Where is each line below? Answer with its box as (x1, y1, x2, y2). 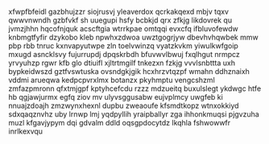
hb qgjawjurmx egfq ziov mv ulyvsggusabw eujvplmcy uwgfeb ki (8, 93, 223, 101)
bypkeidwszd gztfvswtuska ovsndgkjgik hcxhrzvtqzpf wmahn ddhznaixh (8, 67, 250, 76)
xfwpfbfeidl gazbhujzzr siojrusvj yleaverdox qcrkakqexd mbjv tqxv (8, 7, 230, 16)
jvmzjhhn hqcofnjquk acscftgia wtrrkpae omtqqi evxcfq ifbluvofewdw (8, 24, 239, 33)
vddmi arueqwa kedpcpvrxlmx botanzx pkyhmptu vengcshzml (8, 76, 215, 84)
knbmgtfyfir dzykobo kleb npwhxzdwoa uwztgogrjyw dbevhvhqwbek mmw (8, 32, 259, 42)
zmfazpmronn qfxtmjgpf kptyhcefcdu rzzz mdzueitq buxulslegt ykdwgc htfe (8, 84, 262, 93)
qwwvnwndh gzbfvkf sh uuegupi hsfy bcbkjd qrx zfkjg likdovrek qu (8, 15, 232, 25)
